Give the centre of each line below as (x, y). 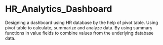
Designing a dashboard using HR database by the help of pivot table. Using (81, 22)
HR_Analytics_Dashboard (59, 9)
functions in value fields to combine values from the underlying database (80, 33)
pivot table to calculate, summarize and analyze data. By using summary (79, 27)
